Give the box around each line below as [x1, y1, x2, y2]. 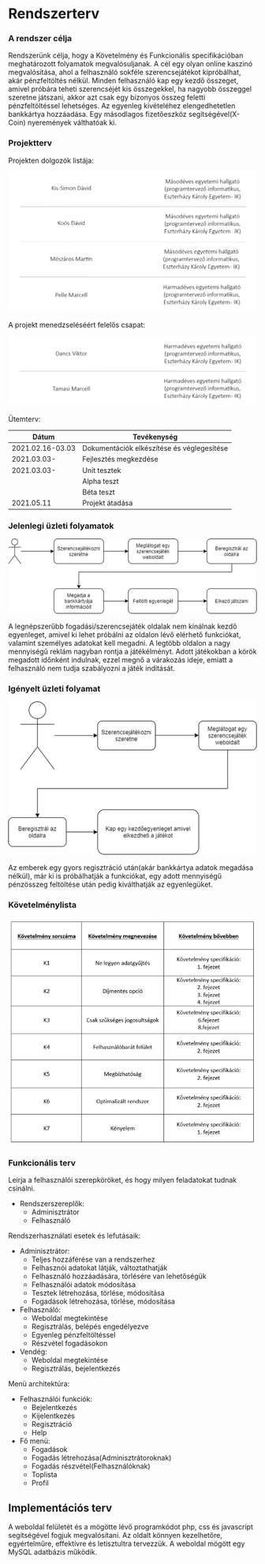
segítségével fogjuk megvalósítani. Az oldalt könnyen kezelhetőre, [8, 1530, 223, 1540]
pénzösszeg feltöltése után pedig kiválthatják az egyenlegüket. [8, 880, 213, 889]
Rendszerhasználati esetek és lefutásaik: [8, 1231, 141, 1240]
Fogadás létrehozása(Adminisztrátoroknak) [31, 1453, 172, 1463]
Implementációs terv [8, 1501, 113, 1514]
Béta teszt [82, 487, 116, 497]
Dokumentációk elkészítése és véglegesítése [82, 444, 229, 453]
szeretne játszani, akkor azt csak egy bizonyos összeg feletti [8, 92, 206, 103]
